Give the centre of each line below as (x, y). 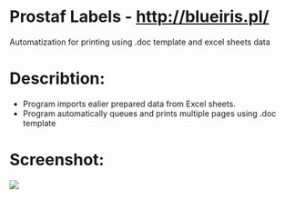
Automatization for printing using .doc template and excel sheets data (140, 42)
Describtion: (57, 79)
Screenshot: (57, 160)
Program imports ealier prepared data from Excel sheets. (129, 104)
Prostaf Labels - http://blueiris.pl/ (139, 17)
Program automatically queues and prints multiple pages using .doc (149, 113)
